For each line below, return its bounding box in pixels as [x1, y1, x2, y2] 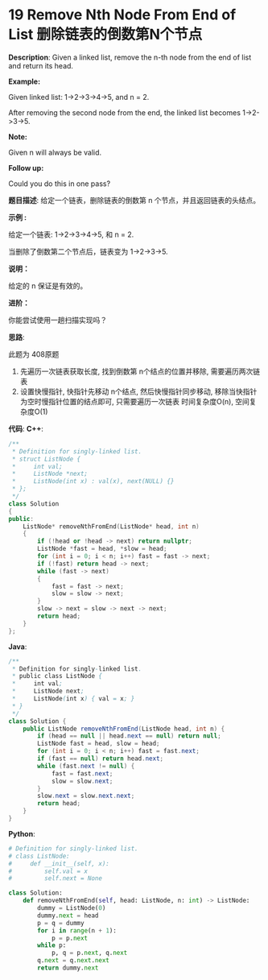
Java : [8, 642, 27, 651]
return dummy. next [37, 964, 99, 972]
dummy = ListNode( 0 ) [37, 904, 106, 912]
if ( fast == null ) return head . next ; [37, 755, 163, 763]
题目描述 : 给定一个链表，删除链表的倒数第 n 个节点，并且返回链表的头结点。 [8, 195, 261, 205]
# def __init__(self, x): [8, 859, 110, 867]
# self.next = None [8, 875, 103, 883]
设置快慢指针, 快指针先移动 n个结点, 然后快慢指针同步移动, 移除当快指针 [19, 387, 258, 396]
